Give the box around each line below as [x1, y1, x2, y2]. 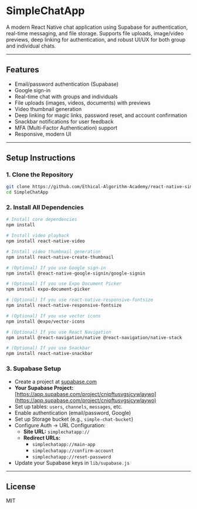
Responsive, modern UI [14, 130, 72, 138]
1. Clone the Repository [6, 170, 73, 179]
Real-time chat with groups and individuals [14, 93, 118, 100]
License [6, 481, 36, 491]
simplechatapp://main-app [32, 441, 96, 447]
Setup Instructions [6, 153, 76, 163]
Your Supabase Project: [14, 384, 74, 391]
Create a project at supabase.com [14, 378, 97, 385]
